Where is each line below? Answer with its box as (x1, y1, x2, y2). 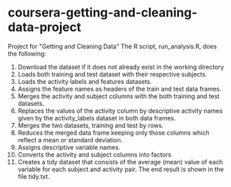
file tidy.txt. (17, 172, 50, 180)
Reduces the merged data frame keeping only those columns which (17, 129, 210, 137)
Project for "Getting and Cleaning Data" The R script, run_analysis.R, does (8, 42, 217, 50)
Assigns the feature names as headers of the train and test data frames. (17, 85, 222, 93)
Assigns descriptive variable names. (17, 143, 121, 151)
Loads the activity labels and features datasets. (17, 77, 152, 85)
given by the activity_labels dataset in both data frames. (17, 113, 176, 122)
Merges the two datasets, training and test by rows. (17, 121, 164, 129)
